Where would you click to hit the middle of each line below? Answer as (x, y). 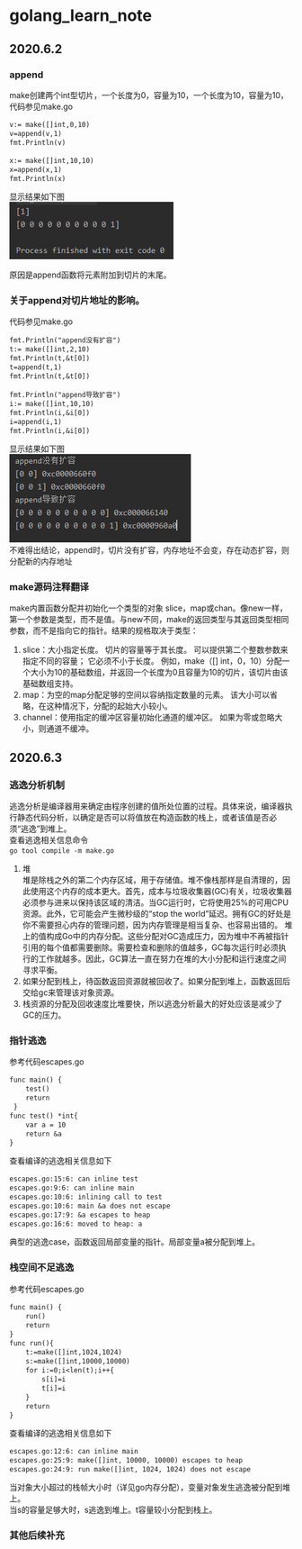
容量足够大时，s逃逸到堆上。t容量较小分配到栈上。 (123, 1509)
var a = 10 (46, 1125)
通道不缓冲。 (70, 729)
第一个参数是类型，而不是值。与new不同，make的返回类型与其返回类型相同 (149, 620)
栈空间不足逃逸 (42, 1268)
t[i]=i (54, 1388)
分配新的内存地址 (41, 562)
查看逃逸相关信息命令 (49, 840)
